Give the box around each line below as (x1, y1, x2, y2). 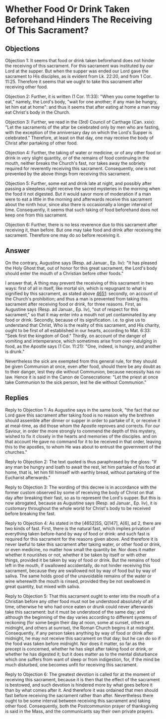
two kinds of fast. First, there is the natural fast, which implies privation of (5, 525, 155, 531)
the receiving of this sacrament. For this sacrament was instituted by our (5, 63, 153, 69)
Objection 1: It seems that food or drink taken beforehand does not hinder (5, 58, 155, 63)
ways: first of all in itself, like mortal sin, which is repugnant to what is (5, 285, 147, 291)
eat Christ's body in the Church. (5, 109, 70, 115)
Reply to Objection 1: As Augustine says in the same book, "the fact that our (5, 407, 160, 413)
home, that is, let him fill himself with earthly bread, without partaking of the (5, 469, 160, 475)
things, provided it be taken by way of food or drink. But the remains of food (5, 557, 160, 563)
